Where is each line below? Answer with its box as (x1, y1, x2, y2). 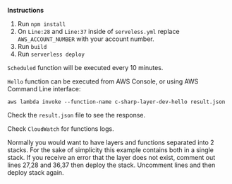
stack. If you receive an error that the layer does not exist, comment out (7, 154, 216, 161)
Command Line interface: (7, 85, 81, 93)
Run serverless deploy (17, 50, 85, 58)
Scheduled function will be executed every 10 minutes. (7, 64, 164, 71)
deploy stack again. (7, 168, 65, 176)
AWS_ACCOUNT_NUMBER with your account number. (17, 35, 155, 43)
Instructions (7, 6, 44, 14)
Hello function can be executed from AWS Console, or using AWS (7, 77, 199, 86)
